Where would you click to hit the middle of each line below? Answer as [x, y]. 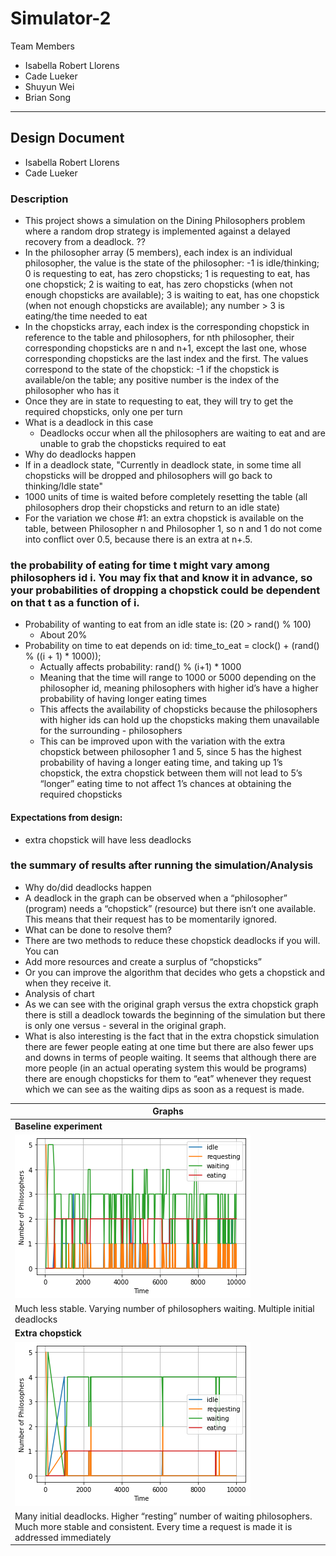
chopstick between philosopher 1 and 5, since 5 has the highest [170, 752]
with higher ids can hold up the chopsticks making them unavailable [179, 720]
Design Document [67, 138]
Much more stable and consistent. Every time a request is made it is [153, 1526]
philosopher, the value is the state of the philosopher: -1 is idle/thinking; [172, 263]
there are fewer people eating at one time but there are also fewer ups [169, 1046]
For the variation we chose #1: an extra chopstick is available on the [164, 518]
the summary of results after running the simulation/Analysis [162, 865]
